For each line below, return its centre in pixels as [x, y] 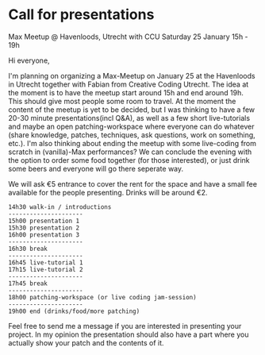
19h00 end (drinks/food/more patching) [74, 311]
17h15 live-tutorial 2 [46, 269]
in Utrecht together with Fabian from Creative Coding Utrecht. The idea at [129, 84]
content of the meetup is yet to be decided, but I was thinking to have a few [132, 110]
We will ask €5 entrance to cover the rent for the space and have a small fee [133, 183]
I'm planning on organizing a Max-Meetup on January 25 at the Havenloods [132, 75]
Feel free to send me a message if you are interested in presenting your [125, 326]
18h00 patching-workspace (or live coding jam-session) [102, 297]
